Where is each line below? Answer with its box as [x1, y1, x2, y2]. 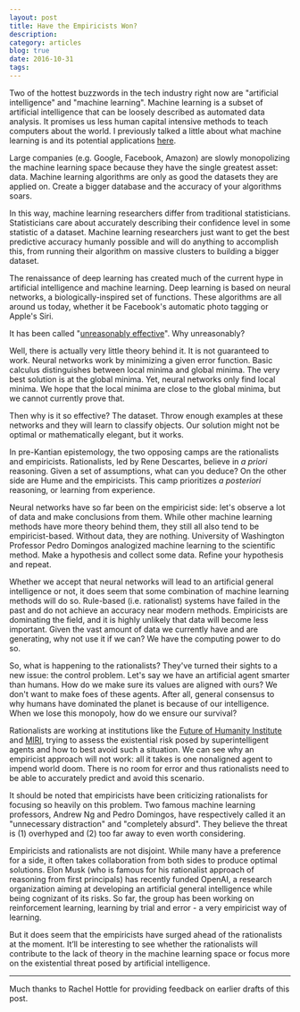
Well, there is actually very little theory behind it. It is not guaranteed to [9, 345, 270, 356]
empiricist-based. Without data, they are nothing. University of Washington [9, 530, 285, 541]
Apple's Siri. [9, 310, 54, 321]
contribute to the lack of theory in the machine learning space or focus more [9, 948, 290, 958]
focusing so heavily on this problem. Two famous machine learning [9, 799, 256, 810]
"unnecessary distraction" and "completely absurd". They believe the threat [9, 818, 288, 829]
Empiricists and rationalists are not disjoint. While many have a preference [9, 845, 281, 855]
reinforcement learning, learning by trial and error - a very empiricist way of [9, 902, 287, 913]
